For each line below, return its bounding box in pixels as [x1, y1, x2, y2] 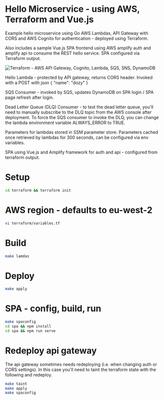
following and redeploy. [5, 371, 52, 377]
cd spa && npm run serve [5, 328, 56, 333]
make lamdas [5, 253, 29, 259]
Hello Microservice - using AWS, [5, 3, 140, 15]
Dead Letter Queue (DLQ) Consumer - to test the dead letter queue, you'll [5, 104, 153, 110]
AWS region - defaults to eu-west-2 [5, 204, 153, 215]
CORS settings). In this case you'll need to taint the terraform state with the [5, 367, 157, 372]
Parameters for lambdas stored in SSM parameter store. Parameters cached [5, 129, 158, 135]
